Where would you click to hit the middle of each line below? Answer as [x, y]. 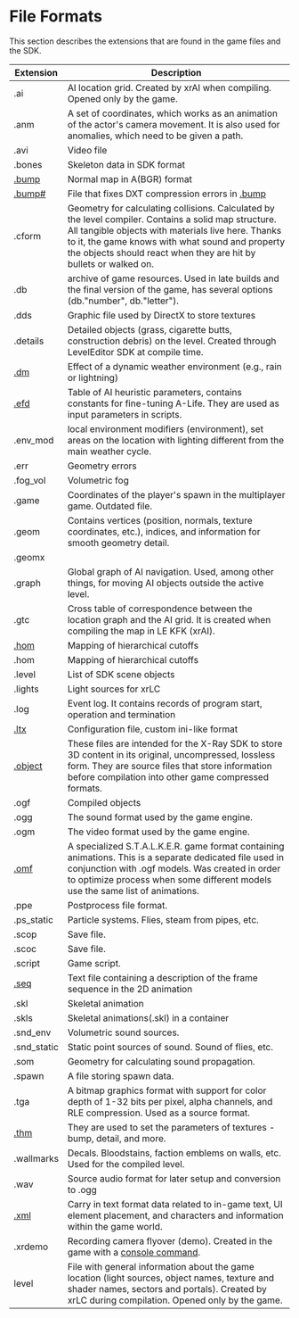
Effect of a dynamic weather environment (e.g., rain [174, 366]
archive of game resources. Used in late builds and [173, 278]
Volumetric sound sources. [123, 1032]
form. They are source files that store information [170, 766]
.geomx [29, 557]
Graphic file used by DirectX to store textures [162, 315]
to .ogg [82, 1190]
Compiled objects [104, 802]
